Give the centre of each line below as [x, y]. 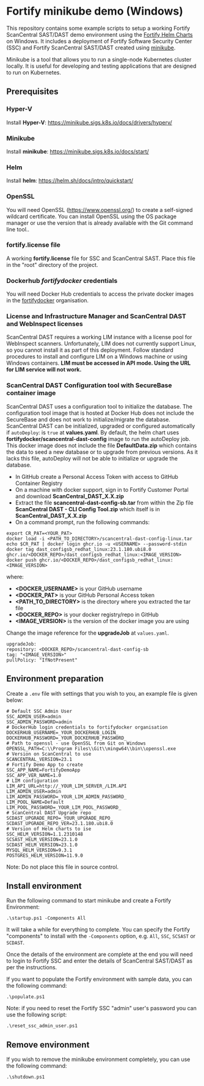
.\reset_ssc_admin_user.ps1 [42, 1026]
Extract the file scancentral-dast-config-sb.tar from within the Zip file [104, 503]
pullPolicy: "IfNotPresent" [42, 660]
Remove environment [48, 1045]
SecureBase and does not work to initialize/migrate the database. [89, 419]
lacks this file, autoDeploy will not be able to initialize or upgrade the [92, 458]
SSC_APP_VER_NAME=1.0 [34, 775]
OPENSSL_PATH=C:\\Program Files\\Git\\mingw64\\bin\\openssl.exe [91, 749]
